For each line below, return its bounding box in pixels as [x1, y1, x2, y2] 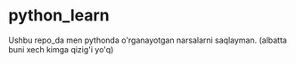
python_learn [8, 5, 110, 26]
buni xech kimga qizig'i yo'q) [8, 44, 114, 54]
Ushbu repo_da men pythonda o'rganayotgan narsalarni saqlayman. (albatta [8, 35, 287, 45]
